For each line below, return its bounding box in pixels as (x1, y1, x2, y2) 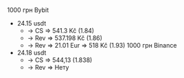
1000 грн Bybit (7, 6, 49, 14)
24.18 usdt (16, 48, 47, 57)
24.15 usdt (16, 19, 47, 27)
